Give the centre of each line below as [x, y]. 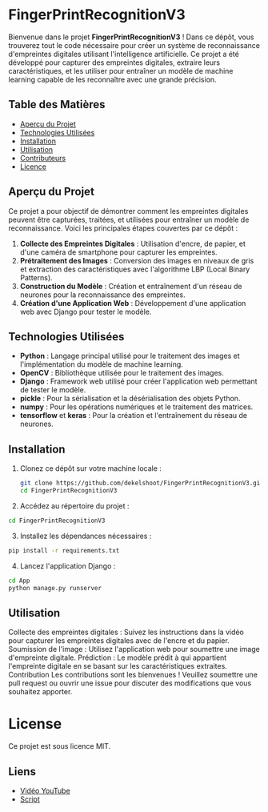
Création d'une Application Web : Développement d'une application [133, 303]
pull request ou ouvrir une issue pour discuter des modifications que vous [130, 683]
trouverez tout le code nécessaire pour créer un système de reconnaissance [134, 45]
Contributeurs [43, 158]
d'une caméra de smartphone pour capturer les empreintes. [118, 252]
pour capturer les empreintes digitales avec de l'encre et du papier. [119, 641]
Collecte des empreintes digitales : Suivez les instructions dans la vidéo [126, 632]
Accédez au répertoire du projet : [74, 505]
